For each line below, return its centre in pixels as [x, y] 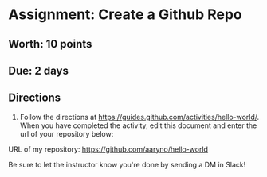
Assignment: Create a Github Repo [125, 15]
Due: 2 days [39, 70]
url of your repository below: [67, 133]
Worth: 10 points [50, 44]
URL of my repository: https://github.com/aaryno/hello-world [108, 149]
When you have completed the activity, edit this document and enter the [138, 125]
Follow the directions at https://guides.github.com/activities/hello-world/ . [139, 117]
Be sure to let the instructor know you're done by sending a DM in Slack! [127, 164]
